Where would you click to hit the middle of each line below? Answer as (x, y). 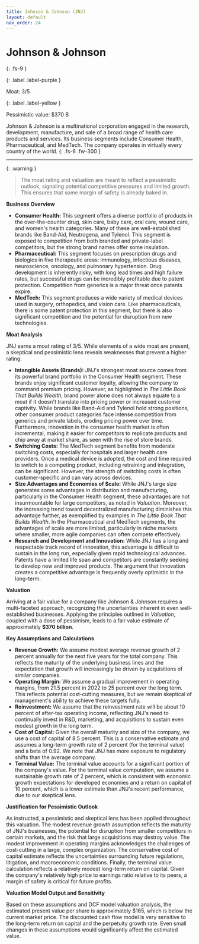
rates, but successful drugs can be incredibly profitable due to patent (99, 279)
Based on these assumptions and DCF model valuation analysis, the (89, 905)
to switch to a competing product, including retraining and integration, (100, 465)
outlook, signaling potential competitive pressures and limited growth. (105, 186)
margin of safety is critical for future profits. (59, 882)
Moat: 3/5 (18, 92)
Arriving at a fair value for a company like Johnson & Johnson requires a (94, 602)
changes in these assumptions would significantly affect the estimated (92, 930)
